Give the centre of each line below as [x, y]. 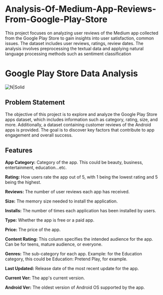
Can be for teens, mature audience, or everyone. [54, 244]
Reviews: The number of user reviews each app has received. [67, 191]
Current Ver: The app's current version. [45, 278]
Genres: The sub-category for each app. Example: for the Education [73, 253]
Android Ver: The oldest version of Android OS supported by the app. [75, 287]
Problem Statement [35, 102]
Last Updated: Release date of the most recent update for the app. [72, 268]
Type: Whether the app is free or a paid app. [50, 220]
